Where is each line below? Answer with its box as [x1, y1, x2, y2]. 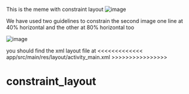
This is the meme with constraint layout [6, 6, 104, 13]
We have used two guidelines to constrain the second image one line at [6, 17, 184, 24]
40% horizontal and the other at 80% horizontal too [6, 24, 134, 31]
